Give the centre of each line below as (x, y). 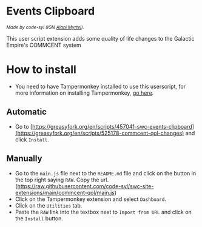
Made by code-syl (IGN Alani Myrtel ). (45, 27)
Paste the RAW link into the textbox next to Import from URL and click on (103, 212)
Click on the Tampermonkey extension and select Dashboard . (91, 199)
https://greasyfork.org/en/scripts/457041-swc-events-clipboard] (113, 126)
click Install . (32, 139)
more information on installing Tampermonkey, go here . (84, 93)
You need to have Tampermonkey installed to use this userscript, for (100, 86)
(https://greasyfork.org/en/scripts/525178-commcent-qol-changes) (99, 133)
